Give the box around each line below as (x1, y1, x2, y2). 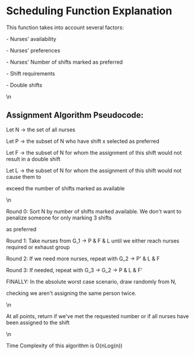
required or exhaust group (6, 243, 70, 250)
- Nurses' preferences (6, 46, 60, 54)
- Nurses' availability (6, 35, 56, 42)
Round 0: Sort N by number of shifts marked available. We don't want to (6, 208, 182, 215)
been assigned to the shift (6, 319, 70, 326)
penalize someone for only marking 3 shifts (6, 214, 112, 221)
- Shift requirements (6, 70, 55, 77)
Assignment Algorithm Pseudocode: (6, 110, 144, 120)
